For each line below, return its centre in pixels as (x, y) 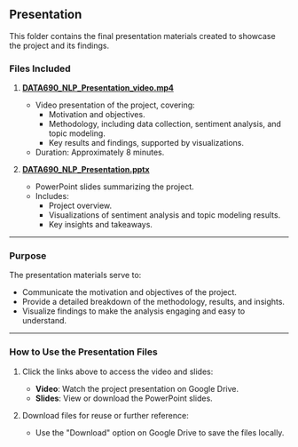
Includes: (52, 196)
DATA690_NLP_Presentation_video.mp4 (98, 88)
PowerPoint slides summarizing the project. (115, 187)
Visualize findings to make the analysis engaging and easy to (133, 311)
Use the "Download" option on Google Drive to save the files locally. (160, 432)
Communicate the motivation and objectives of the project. (129, 292)
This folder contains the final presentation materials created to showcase (143, 36)
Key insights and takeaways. (101, 225)
